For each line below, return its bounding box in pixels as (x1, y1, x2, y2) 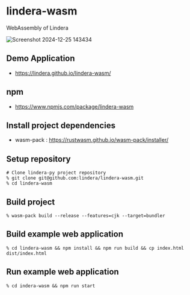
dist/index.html (6, 250, 47, 256)
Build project (6, 197, 55, 207)
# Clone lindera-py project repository (6, 170, 106, 176)
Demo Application (6, 53, 75, 64)
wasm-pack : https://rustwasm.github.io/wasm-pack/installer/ (14, 136, 169, 144)
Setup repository (6, 154, 71, 164)
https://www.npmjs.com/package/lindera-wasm (14, 103, 134, 110)
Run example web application (6, 267, 119, 277)
